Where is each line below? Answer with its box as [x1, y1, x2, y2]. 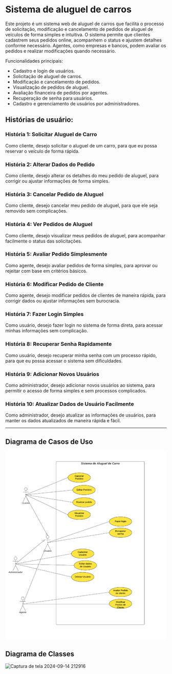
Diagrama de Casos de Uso [5, 437, 93, 446]
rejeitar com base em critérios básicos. [5, 268, 88, 274]
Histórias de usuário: [5, 116, 73, 124]
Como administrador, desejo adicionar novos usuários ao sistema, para [5, 382, 155, 388]
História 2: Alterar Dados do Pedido [5, 161, 95, 168]
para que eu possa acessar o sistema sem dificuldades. [5, 358, 123, 364]
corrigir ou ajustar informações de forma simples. [5, 178, 110, 184]
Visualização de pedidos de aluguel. [12, 84, 90, 90]
